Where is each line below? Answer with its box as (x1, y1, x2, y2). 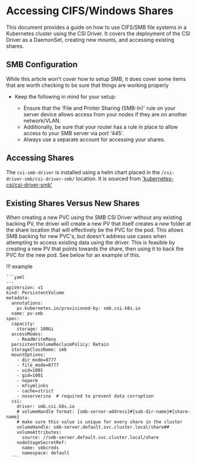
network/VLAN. (23, 117, 61, 124)
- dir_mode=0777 (16, 357, 57, 363)
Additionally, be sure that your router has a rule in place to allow (23, 123, 178, 131)
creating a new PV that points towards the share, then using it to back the (6, 245, 184, 252)
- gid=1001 (16, 373, 44, 379)
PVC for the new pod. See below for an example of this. (6, 252, 141, 259)
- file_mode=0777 (16, 362, 59, 369)
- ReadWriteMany (16, 337, 57, 343)
